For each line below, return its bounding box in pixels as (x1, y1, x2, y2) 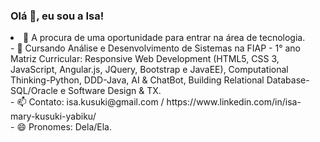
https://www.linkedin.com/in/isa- (166, 96, 302, 108)
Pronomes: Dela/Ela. (28, 121, 112, 133)
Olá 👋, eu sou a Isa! (10, 9, 105, 23)
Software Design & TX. (68, 85, 162, 97)
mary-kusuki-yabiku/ (10, 110, 97, 123)
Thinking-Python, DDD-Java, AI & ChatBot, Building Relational (10, 74, 265, 86)
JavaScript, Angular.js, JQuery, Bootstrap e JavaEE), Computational (10, 64, 289, 76)
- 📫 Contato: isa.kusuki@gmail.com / (10, 96, 165, 108)
